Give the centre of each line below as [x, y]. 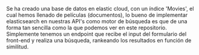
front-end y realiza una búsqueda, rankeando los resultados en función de [99, 40]
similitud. [18, 47]
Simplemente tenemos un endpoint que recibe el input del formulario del [96, 34]
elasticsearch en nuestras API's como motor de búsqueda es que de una [97, 21]
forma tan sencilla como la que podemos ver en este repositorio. [87, 27]
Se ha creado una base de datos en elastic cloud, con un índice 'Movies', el [100, 9]
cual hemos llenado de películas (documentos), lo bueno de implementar [97, 15]
